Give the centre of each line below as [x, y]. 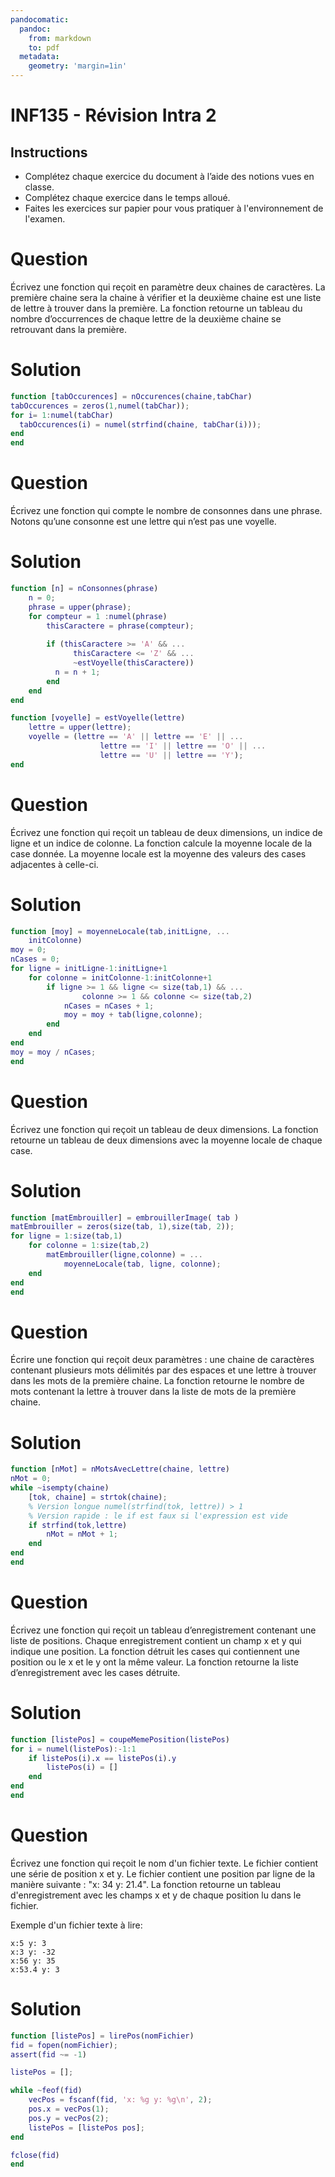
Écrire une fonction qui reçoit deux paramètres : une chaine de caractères [162, 1360]
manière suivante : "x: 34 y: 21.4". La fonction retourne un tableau [146, 1884]
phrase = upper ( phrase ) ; [80, 607]
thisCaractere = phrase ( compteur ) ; [120, 626]
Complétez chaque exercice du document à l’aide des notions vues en [169, 176]
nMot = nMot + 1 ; [82, 1534]
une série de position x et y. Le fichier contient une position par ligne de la [163, 1873]
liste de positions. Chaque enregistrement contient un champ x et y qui [156, 1640]
